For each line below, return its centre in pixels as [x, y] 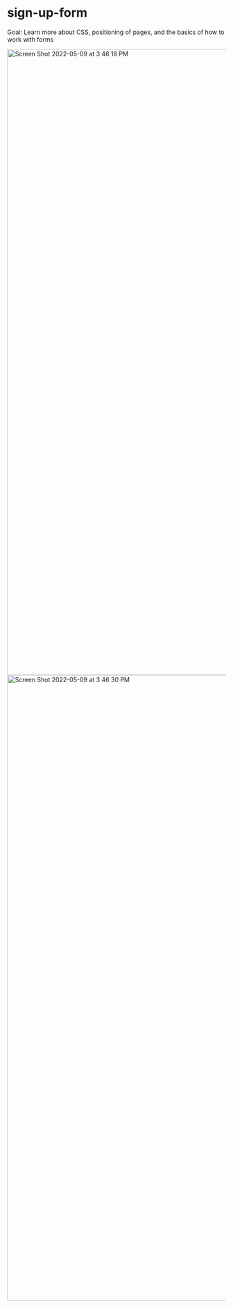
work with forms [31, 39]
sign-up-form [48, 13]
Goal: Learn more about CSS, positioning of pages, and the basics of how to [116, 32]
